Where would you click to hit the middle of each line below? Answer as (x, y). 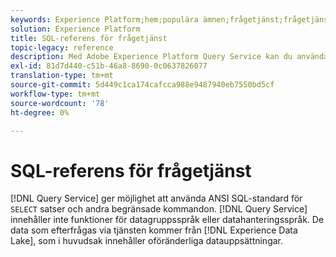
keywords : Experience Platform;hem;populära (104, 19)
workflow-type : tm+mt (55, 94)
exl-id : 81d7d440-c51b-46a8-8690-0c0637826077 (109, 66)
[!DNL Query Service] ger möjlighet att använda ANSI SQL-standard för (156, 198)
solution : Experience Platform (75, 29)
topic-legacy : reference (62, 47)
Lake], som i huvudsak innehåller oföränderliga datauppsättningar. (147, 241)
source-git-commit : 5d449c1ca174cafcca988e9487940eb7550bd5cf (142, 85)
